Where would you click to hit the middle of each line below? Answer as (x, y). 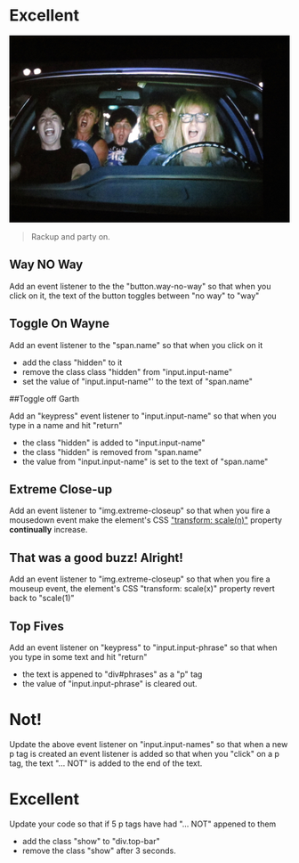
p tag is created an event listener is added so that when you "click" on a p (145, 753)
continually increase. (48, 530)
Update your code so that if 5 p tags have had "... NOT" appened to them (143, 824)
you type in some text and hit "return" (78, 657)
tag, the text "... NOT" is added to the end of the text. (106, 763)
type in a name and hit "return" (66, 425)
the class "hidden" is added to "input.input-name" (113, 443)
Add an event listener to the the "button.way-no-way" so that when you (140, 286)
